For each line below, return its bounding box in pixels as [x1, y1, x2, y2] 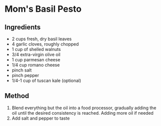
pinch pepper [11, 73, 39, 78]
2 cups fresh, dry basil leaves [11, 36, 72, 42]
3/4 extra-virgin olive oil [11, 51, 61, 57]
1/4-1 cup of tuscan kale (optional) [11, 77, 82, 83]
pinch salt [11, 67, 32, 73]
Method [4, 92, 30, 100]
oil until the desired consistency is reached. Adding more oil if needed [11, 110, 154, 116]
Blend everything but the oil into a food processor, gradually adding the [11, 104, 157, 111]
